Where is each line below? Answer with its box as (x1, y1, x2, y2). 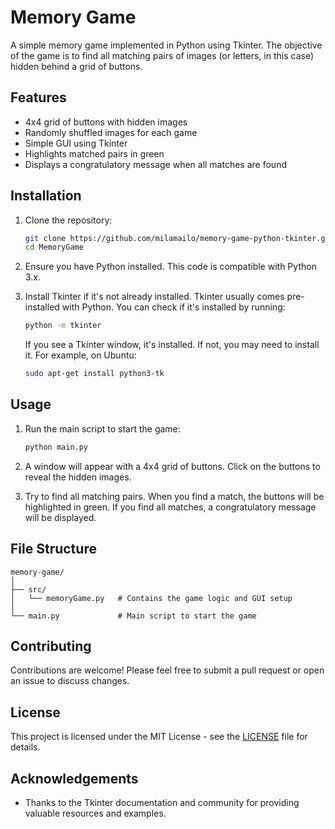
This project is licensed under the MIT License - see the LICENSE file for (10, 731, 308, 743)
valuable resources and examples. (24, 807, 167, 819)
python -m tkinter (24, 321, 102, 331)
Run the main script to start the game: (24, 422, 181, 435)
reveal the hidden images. (24, 471, 132, 483)
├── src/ (10, 584, 47, 595)
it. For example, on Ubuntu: (24, 349, 137, 361)
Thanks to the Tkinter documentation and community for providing (24, 797, 300, 808)
